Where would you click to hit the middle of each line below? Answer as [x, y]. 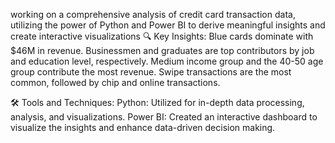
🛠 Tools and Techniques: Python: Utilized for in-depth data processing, [157, 102]
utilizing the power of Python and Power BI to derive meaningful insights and [168, 25]
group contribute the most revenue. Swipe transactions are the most [151, 72]
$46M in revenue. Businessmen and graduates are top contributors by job [162, 50]
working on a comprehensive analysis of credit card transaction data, [153, 14]
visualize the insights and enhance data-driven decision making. [143, 127]
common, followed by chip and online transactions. [115, 82]
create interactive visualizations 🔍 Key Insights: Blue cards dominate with [162, 36]
